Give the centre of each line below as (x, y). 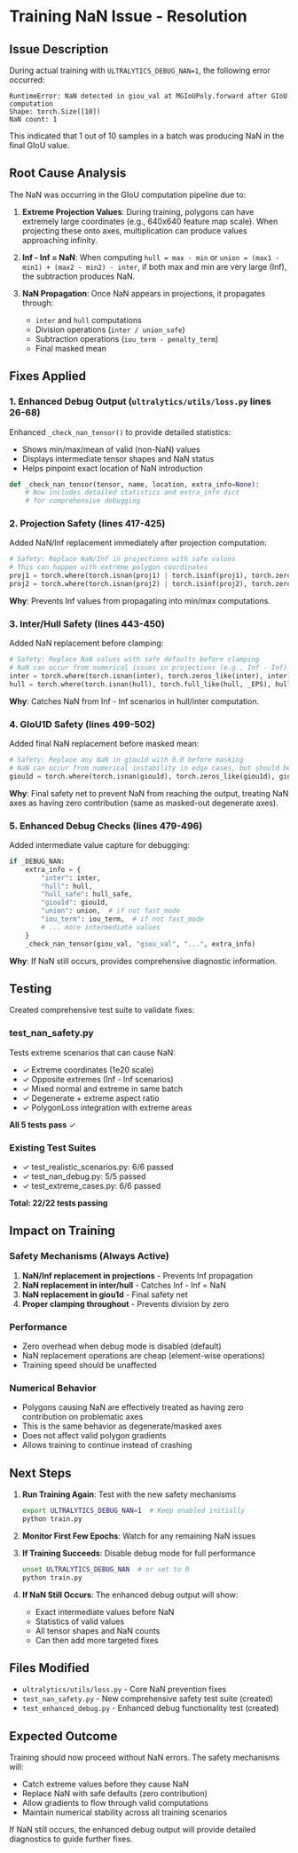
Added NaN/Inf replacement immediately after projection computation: (138, 542)
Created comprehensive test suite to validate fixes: (102, 1010)
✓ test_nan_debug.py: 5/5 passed (84, 1176)
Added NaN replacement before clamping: (86, 643)
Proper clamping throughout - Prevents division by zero (125, 1303)
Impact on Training (62, 1231)
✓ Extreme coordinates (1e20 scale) (88, 1069)
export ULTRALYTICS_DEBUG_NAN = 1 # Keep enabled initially (133, 1511)
